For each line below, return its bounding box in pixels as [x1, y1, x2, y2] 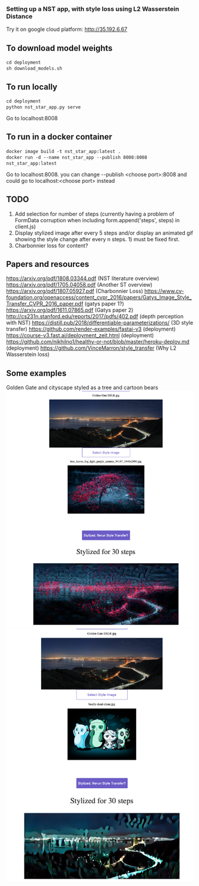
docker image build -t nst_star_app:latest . [6, 148, 121, 154]
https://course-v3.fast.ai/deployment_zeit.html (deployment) [6, 332, 154, 339]
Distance [6, 12, 33, 20]
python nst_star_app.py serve [6, 104, 81, 110]
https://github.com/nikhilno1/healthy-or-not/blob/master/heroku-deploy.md [6, 338, 190, 346]
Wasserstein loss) [6, 351, 50, 358]
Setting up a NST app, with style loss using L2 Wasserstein [6, 5, 179, 13]
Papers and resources [6, 259, 89, 269]
